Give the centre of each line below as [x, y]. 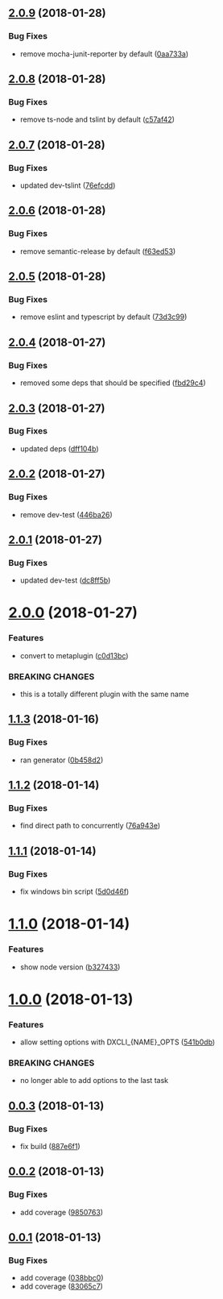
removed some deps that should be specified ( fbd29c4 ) [113, 383]
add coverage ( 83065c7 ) [61, 1287]
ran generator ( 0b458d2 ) [62, 760]
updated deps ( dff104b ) [59, 448]
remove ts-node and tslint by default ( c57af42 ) [97, 119]
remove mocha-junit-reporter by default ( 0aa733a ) [104, 54]
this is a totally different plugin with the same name [104, 694]
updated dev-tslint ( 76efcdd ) [68, 185]
